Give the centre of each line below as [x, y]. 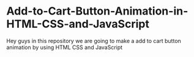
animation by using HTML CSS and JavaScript [65, 47]
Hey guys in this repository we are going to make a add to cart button [94, 41]
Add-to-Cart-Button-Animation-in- [97, 11]
